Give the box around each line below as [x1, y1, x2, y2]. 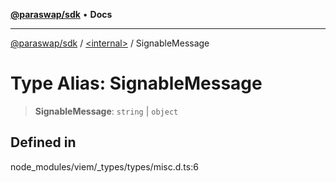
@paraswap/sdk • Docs [10, 9, 113, 20]
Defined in [10, 134, 77, 151]
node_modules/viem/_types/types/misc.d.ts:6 [10, 160, 199, 173]
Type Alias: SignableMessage [10, 72, 263, 95]
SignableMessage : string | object [34, 105, 179, 117]
